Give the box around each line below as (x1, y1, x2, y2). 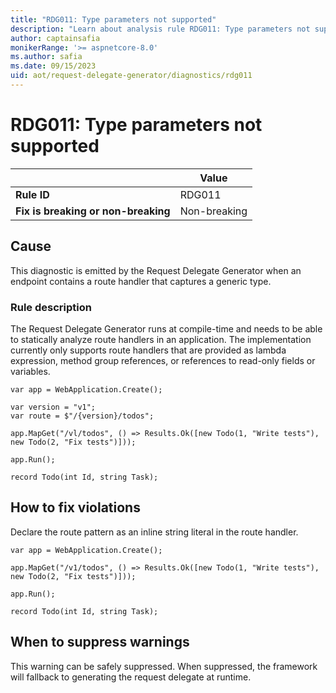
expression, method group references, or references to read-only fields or (10, 354, 316, 366)
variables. (10, 365, 51, 377)
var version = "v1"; (10, 402, 97, 412)
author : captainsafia (10, 33, 101, 43)
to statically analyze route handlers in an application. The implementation (10, 333, 312, 345)
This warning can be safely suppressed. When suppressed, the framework (10, 660, 318, 672)
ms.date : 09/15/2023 (10, 61, 97, 71)
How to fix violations (10, 499, 141, 516)
